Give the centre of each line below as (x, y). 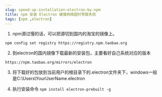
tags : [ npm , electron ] (28, 19)
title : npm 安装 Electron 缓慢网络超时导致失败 (51, 14)
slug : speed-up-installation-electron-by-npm (53, 10)
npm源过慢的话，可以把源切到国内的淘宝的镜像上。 (65, 34)
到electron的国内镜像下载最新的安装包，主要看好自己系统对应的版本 (81, 53)
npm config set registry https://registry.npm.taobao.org (66, 43)
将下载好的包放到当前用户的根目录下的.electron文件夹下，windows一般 (85, 72)
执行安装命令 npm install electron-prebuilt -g (61, 89)
